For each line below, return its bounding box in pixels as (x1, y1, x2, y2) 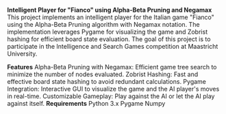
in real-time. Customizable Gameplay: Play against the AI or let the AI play (7, 92, 215, 100)
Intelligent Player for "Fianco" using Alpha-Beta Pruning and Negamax (7, 6, 212, 14)
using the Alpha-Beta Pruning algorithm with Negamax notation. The (7, 21, 200, 28)
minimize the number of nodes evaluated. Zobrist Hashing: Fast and (7, 70, 199, 78)
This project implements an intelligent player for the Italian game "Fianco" (7, 13, 214, 21)
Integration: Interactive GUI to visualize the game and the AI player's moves (7, 85, 220, 93)
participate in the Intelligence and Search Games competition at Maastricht (7, 43, 218, 50)
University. (7, 49, 38, 58)
